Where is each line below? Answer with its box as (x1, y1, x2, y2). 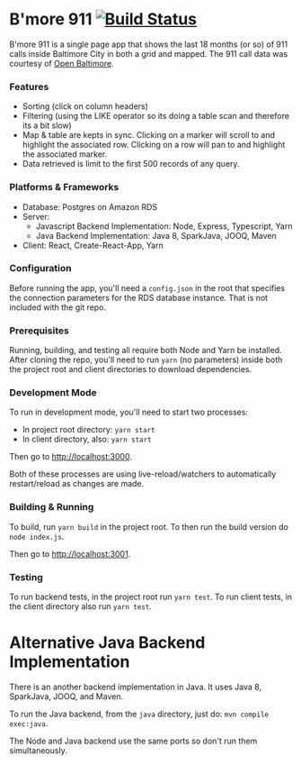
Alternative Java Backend (9, 633, 206, 653)
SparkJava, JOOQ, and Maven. (9, 690, 124, 702)
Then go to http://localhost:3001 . (9, 548, 131, 559)
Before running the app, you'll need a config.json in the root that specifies (9, 282, 286, 293)
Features (9, 80, 49, 93)
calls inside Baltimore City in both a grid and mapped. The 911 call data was (9, 48, 288, 59)
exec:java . (9, 717, 49, 729)
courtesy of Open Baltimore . (9, 58, 114, 68)
